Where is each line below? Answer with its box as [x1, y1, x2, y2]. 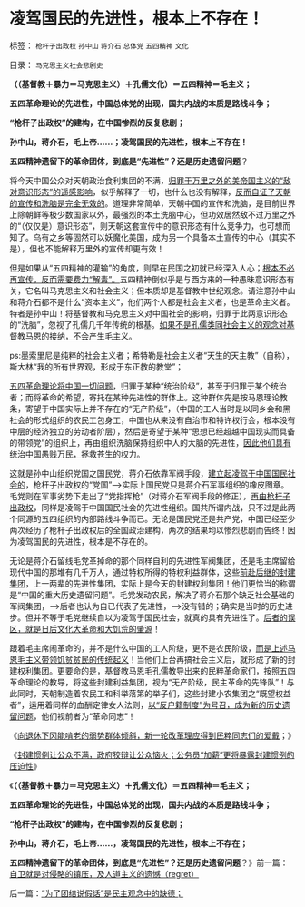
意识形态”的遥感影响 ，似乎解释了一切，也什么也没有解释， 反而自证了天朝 [16, 186, 292, 197]
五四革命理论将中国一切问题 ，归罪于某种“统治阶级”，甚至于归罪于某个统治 [9, 380, 288, 391]
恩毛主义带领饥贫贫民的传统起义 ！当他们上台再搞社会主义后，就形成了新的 [9, 654, 288, 665]
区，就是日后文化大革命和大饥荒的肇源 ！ [9, 623, 161, 634]
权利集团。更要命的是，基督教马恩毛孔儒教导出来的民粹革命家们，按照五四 [16, 665, 296, 676]
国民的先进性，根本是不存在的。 [33, 536, 152, 547]
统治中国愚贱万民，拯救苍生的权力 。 [9, 449, 145, 459]
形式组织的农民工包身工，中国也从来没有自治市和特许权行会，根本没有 [33, 414, 296, 425]
